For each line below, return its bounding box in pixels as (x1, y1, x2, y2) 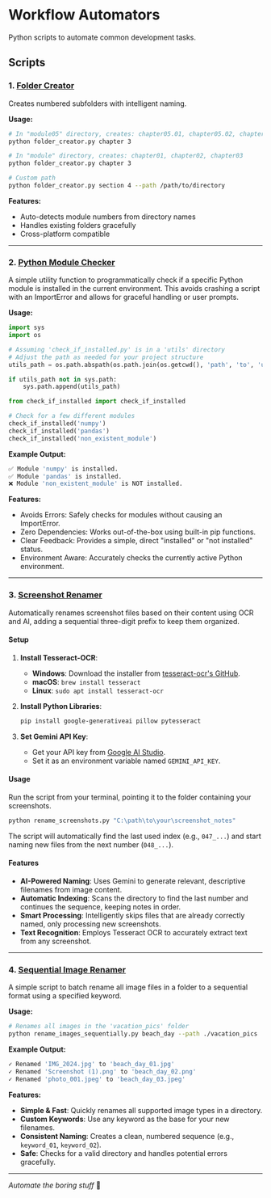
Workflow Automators (8, 6, 161, 24)
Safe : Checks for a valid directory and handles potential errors (19, 1148, 228, 1158)
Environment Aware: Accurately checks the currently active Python (19, 553, 244, 563)
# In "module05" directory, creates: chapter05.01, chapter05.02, (8, 129, 236, 138)
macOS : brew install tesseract (31, 677, 141, 686)
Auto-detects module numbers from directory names (19, 212, 196, 221)
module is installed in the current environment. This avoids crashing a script (8, 284, 261, 293)
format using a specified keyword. (8, 991, 123, 1001)
